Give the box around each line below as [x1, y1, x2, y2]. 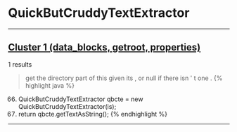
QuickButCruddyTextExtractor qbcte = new [18, 95, 143, 103]
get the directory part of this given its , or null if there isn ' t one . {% [25, 74, 223, 82]
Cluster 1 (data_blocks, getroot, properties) [8, 41, 201, 53]
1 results [8, 60, 32, 68]
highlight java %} [25, 81, 75, 89]
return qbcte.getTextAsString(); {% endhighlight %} [18, 110, 168, 118]
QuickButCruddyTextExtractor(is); [18, 102, 117, 110]
